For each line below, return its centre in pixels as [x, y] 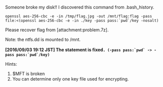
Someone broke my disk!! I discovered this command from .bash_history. [80, 7]
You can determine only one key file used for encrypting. [71, 79]
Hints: [11, 64]
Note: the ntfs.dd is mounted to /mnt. [43, 40]
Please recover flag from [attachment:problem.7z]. [57, 30]
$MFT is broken [29, 74]
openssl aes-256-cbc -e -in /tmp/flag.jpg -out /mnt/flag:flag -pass [79, 16]
